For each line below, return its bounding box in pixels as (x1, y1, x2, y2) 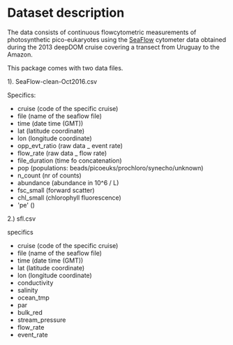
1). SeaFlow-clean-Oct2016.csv (7, 77, 98, 85)
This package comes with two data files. (7, 64, 123, 72)
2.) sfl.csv (7, 214, 36, 223)
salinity (17, 286, 38, 294)
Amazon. (7, 50, 33, 59)
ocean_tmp (17, 293, 50, 302)
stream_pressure (17, 316, 66, 324)
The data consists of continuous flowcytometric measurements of (7, 28, 197, 36)
